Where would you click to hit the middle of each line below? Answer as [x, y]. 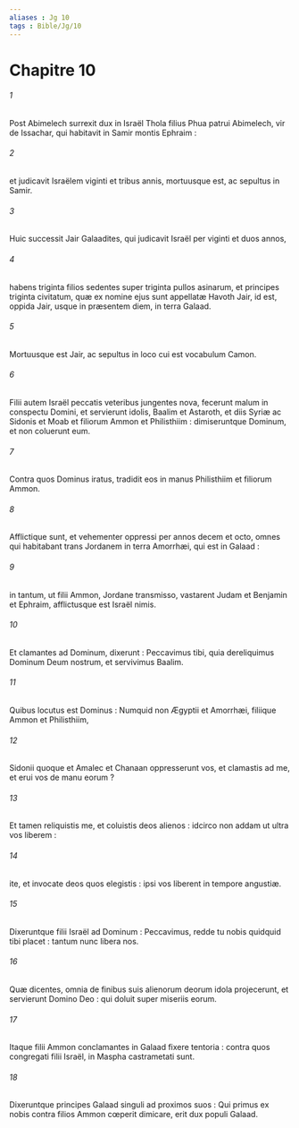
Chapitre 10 [53, 70]
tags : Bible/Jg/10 [46, 26]
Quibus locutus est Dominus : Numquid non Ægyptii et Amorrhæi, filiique [143, 710]
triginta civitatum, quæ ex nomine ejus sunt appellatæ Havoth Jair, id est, [143, 296]
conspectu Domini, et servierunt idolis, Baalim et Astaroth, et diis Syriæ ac [145, 412]
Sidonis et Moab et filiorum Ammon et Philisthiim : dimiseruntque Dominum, [148, 421]
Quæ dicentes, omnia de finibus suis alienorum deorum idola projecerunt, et [149, 989]
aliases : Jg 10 [39, 17]
